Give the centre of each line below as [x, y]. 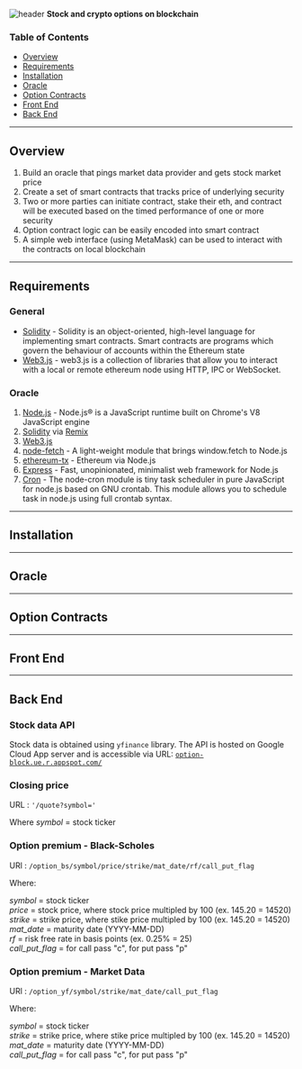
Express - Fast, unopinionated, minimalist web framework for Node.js [150, 470]
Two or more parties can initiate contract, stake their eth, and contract [152, 202]
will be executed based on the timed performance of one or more [143, 211]
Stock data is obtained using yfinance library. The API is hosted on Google [147, 745]
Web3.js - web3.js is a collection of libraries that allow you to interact [150, 359]
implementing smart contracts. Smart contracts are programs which [148, 340]
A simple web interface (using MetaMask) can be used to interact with [152, 240]
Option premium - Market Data [77, 971]
